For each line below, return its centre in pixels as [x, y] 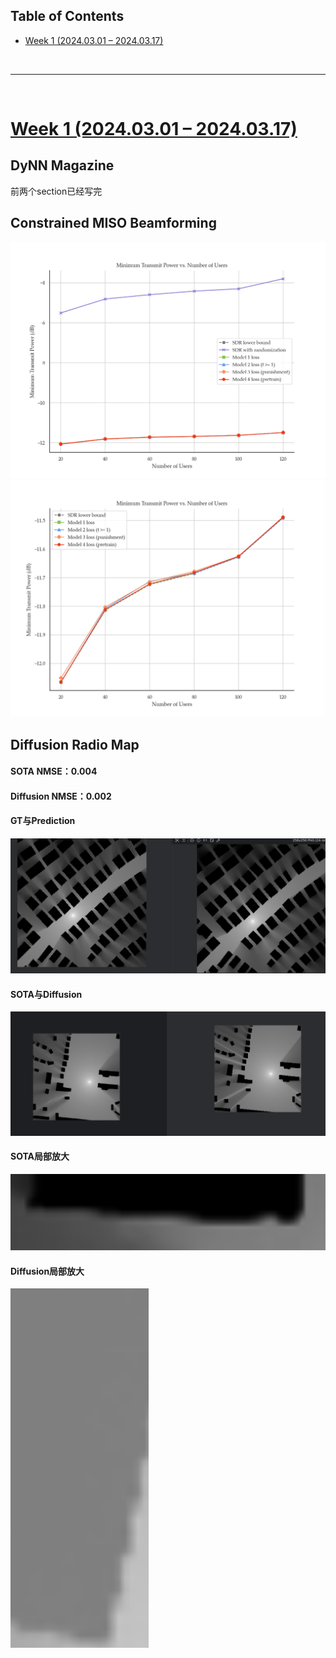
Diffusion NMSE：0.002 [61, 796]
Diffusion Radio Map [75, 744]
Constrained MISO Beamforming [113, 223]
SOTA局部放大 [40, 1156]
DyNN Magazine [62, 165]
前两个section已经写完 [56, 191]
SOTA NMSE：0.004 [54, 771]
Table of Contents [67, 16]
